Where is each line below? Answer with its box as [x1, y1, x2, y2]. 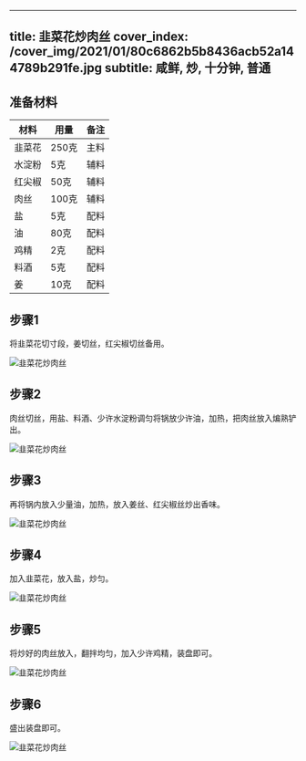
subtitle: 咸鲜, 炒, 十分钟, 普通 [104, 60, 271, 76]
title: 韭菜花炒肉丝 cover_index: [9, 29, 189, 45]
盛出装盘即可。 [9, 723, 66, 734]
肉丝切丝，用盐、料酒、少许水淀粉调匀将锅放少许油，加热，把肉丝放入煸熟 [9, 412, 289, 423]
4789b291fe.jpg [9, 60, 103, 76]
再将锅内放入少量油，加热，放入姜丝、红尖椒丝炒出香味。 [9, 498, 225, 509]
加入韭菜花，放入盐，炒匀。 [9, 573, 114, 584]
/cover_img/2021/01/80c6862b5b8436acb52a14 [9, 44, 294, 59]
